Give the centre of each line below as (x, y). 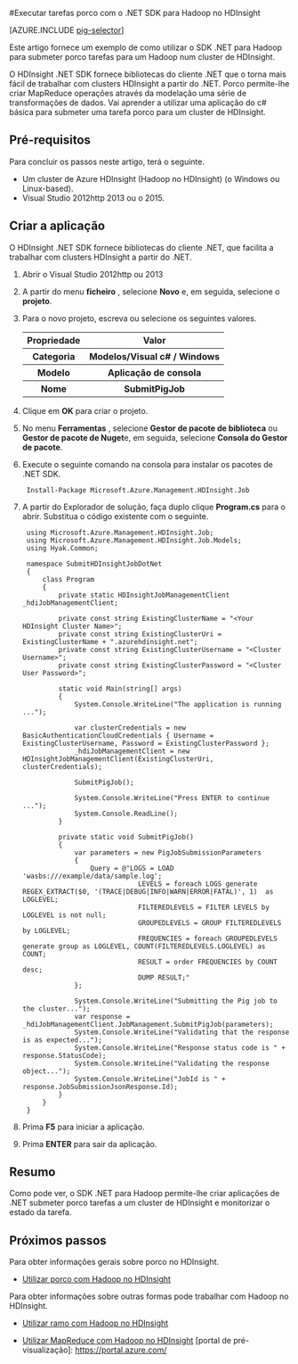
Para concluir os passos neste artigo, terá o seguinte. (107, 161)
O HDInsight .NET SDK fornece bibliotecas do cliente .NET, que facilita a (141, 247)
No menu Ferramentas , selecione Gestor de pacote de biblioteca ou (150, 428)
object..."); (46, 1071)
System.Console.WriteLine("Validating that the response (182, 1032)
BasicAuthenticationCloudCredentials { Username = (118, 735)
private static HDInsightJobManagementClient (144, 595)
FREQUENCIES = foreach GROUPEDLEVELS (207, 938)
